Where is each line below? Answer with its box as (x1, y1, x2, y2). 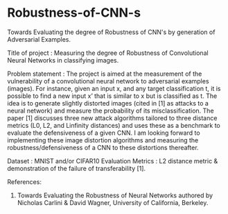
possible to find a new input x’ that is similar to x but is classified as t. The (7, 92, 218, 100)
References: (7, 177, 42, 186)
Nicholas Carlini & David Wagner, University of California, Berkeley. (17, 198, 209, 206)
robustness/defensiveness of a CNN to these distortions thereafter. (7, 143, 199, 151)
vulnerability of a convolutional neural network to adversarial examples (7, 76, 209, 85)
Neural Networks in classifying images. (7, 56, 119, 64)
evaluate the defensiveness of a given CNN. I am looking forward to (7, 129, 200, 137)
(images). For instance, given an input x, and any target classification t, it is (7, 84, 221, 92)
